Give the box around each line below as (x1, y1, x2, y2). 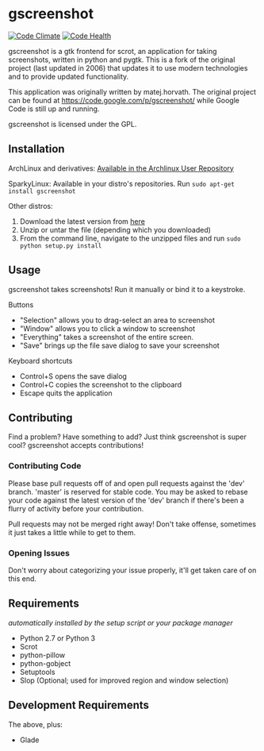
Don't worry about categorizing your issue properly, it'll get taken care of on (8, 565, 257, 575)
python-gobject (19, 658, 71, 668)
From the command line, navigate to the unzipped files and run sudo (19, 233, 241, 243)
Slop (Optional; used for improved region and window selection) (19, 676, 229, 685)
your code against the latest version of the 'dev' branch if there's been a (8, 495, 244, 505)
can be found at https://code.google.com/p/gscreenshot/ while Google (8, 95, 240, 105)
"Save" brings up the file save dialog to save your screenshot (19, 341, 220, 350)
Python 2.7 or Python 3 (19, 633, 96, 643)
